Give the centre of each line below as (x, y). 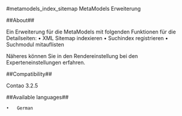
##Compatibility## (29, 74)
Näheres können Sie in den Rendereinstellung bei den (72, 56)
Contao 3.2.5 (22, 86)
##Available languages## (37, 97)
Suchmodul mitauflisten (35, 45)
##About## (20, 20)
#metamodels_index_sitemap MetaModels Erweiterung (74, 9)
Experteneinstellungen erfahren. (46, 62)
